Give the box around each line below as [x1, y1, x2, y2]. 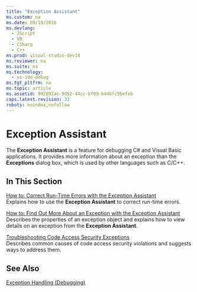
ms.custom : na [6, 14, 41, 20]
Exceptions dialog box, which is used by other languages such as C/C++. [6, 159, 185, 166]
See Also [6, 263, 40, 273]
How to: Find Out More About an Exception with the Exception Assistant [6, 210, 180, 217]
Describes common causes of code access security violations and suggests [6, 240, 192, 247]
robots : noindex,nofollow [6, 101, 70, 108]
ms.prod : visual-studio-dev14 [6, 53, 81, 58]
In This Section [6, 176, 63, 186]
